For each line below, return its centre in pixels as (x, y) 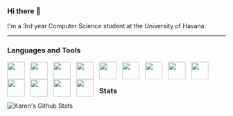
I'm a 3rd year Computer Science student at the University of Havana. (107, 26)
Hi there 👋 (24, 11)
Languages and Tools (44, 50)
